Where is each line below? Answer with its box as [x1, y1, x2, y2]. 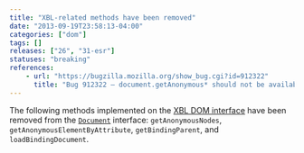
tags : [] [9, 38, 43, 48]
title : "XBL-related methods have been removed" [9, 13, 196, 22]
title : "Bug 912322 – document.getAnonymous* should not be [33, 80, 265, 89]
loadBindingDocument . [9, 133, 90, 144]
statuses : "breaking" [9, 55, 91, 64]
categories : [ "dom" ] [9, 30, 88, 39]
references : [9, 64, 54, 73]
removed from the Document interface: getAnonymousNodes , [9, 114, 223, 125]
